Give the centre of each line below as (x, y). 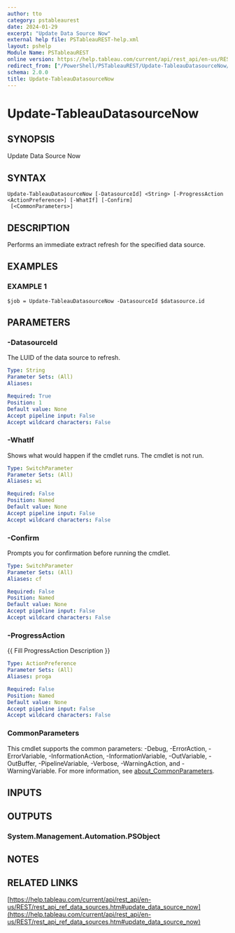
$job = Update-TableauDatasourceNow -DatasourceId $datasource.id (106, 301)
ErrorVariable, (27, 756)
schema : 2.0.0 (28, 72)
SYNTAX (27, 178)
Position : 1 (24, 402)
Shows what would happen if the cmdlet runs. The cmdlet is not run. (106, 455)
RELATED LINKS (43, 883)
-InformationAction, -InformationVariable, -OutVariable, (128, 756)
